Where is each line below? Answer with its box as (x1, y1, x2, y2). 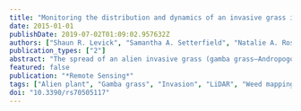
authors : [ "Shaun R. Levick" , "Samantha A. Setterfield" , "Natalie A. (9, 38, 279, 47)
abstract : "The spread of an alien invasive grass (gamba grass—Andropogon (9, 55, 298, 64)
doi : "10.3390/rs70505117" (9, 88, 110, 97)
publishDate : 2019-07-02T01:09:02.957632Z (9, 30, 170, 38)
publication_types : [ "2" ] (9, 47, 106, 55)
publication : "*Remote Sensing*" (9, 72, 134, 81)
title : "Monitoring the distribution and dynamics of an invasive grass (9, 13, 287, 22)
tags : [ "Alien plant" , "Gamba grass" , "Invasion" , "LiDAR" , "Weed (9, 80, 262, 89)
